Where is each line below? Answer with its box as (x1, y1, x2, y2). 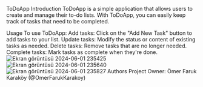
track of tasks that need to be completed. (6, 18, 110, 25)
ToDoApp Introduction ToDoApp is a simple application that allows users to (6, 5, 193, 12)
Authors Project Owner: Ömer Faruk (107, 68, 197, 74)
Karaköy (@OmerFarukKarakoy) (6, 74, 86, 81)
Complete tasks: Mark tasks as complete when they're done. (6, 49, 158, 56)
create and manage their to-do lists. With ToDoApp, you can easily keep (6, 11, 186, 19)
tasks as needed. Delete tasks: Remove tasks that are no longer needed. (6, 42, 187, 49)
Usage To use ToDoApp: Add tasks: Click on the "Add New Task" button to (6, 29, 193, 37)
